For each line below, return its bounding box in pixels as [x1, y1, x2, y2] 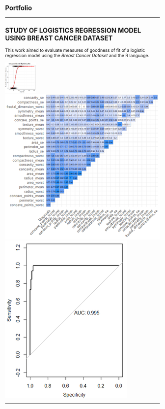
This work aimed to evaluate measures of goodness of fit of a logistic [5, 47, 145, 53]
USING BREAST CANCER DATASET [5, 34, 113, 42]
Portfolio [5, 4, 32, 12]
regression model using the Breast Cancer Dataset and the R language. [5, 52, 150, 58]
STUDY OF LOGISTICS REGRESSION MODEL [5, 27, 141, 35]
